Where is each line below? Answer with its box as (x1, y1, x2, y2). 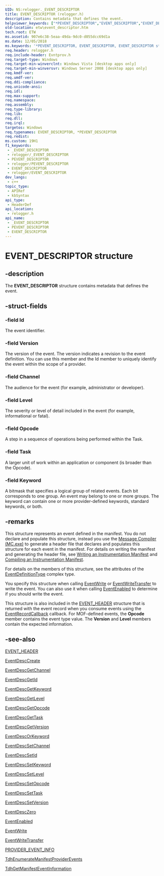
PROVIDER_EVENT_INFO (5, 847, 55, 853)
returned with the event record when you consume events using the (5, 605, 142, 611)
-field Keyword (5, 477, 41, 483)
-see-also (5, 635, 36, 644)
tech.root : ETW (5, 30, 36, 35)
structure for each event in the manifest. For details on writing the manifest (5, 546, 155, 552)
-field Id (5, 317, 24, 323)
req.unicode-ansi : (5, 84, 42, 89)
